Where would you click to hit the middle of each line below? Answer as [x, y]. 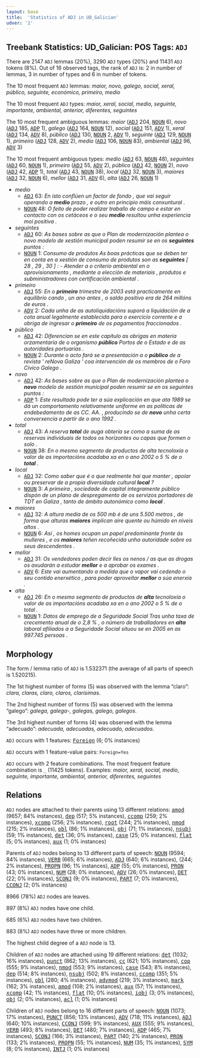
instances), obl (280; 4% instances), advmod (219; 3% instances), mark [95, 980]
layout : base [22, 12]
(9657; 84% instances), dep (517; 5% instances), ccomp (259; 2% [87, 816]
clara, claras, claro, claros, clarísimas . [53, 693]
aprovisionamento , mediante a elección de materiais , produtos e [105, 273]
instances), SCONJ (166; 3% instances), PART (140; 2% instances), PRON [95, 1036]
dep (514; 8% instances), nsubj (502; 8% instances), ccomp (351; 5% [92, 974]
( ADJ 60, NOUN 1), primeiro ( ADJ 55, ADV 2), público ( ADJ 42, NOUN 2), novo [98, 165]
